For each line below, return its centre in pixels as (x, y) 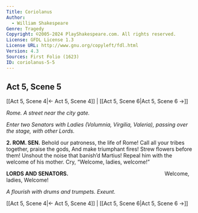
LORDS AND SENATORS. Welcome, (98, 174)
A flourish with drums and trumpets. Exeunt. (61, 192)
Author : (16, 17)
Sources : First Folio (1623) (43, 57)
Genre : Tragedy (25, 29)
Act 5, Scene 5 (34, 87)
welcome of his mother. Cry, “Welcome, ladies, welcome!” (78, 162)
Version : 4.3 (23, 51)
